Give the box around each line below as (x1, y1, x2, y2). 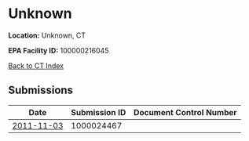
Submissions (8, 84, 73, 97)
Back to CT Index (8, 60, 64, 70)
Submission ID (70, 107, 126, 117)
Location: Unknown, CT (8, 31, 86, 40)
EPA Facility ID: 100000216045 (8, 45, 109, 55)
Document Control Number (133, 107, 237, 117)
